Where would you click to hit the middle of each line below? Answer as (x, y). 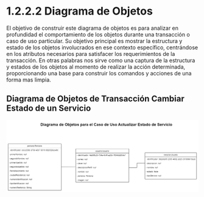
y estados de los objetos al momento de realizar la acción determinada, (96, 67)
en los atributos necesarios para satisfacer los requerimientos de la (91, 54)
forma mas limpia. (29, 80)
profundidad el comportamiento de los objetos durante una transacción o (98, 34)
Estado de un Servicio (49, 109)
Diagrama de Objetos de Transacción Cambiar (95, 99)
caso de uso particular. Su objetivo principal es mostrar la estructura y (94, 41)
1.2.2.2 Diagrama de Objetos (80, 11)
